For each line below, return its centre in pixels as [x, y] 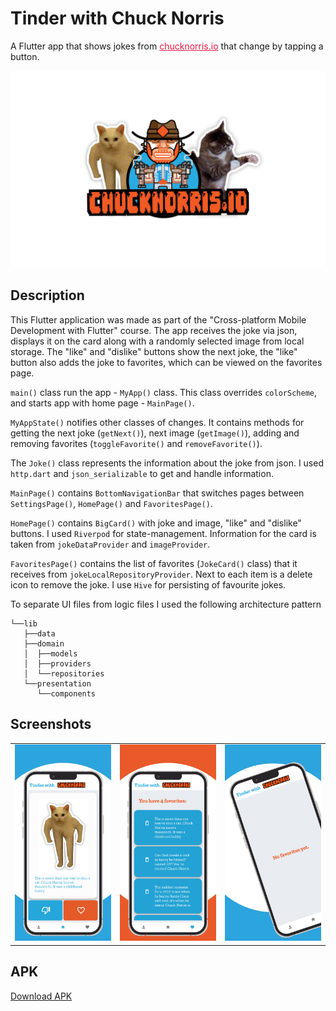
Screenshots [51, 724]
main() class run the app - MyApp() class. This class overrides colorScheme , [163, 392]
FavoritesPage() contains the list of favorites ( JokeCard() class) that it [154, 563]
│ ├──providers [57, 663]
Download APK [41, 996]
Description [47, 295]
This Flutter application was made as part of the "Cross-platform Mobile [158, 319]
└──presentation [57, 683]
